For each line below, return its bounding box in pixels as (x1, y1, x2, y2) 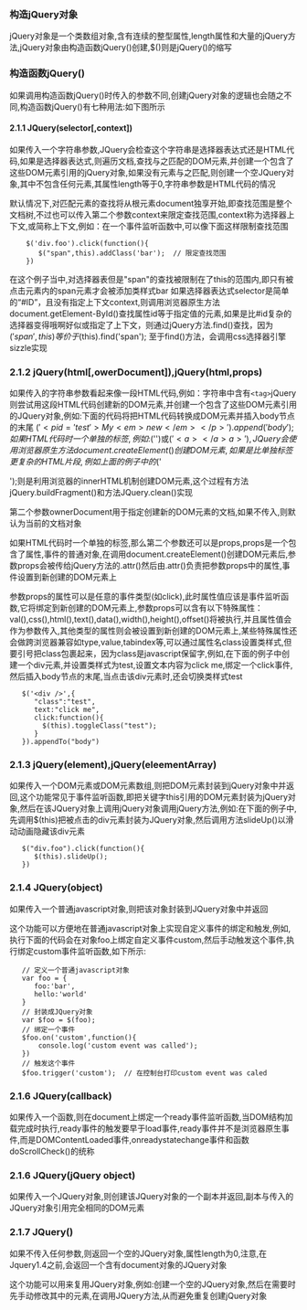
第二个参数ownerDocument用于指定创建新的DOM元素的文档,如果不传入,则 (9, 506, 289, 517)
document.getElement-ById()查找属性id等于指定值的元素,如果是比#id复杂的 (9, 308, 292, 319)
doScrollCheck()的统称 (9, 1145, 95, 1156)
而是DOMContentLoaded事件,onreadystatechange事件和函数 (19, 1134, 249, 1145)
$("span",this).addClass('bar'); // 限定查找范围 (37, 249, 227, 258)
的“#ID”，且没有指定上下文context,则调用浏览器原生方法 (9, 296, 221, 307)
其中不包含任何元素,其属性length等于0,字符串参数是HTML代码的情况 (19, 178, 276, 189)
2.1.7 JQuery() (9, 1226, 74, 1239)
